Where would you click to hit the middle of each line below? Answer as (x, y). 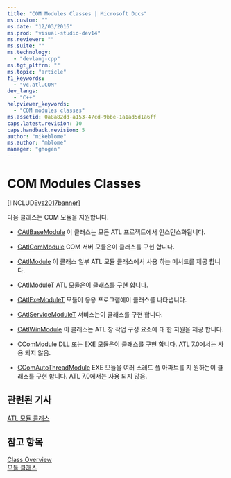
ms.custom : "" (28, 20)
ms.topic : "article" (37, 72)
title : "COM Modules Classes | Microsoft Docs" (77, 14)
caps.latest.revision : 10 (44, 123)
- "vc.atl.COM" (35, 85)
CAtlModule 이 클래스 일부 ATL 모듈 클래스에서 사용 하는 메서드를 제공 (112, 261)
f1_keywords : (26, 78)
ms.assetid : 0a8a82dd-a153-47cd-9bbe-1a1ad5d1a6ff (82, 117)
